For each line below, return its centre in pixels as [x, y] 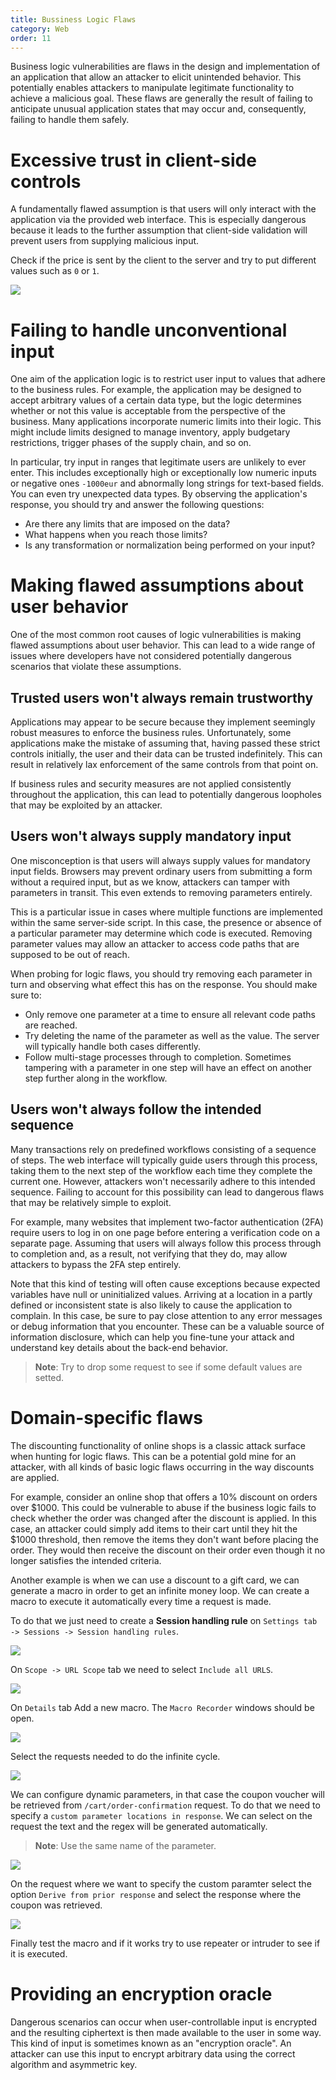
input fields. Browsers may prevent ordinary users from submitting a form [161, 871]
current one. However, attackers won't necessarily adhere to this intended [163, 1181]
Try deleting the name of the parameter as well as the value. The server [172, 1035]
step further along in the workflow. [96, 1078]
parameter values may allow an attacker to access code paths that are [155, 943]
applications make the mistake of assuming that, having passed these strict [165, 743]
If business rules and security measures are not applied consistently [151, 784]
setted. [49, 1377]
